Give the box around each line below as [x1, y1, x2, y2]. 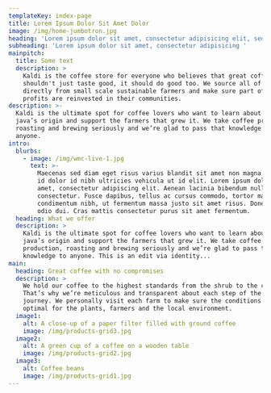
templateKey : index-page [8, 11, 92, 20]
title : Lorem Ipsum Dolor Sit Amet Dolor [8, 19, 150, 27]
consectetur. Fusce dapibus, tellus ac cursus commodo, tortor [37, 191, 254, 200]
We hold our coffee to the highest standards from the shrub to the [23, 282, 258, 291]
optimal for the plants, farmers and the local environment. [23, 304, 232, 312]
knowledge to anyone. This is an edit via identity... [23, 252, 211, 260]
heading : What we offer [15, 215, 95, 223]
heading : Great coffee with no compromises [15, 267, 164, 275]
